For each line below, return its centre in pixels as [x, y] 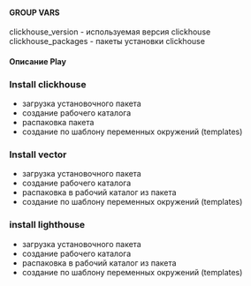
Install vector [38, 154]
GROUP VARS [34, 12]
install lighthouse [47, 225]
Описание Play [38, 61]
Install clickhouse [48, 84]
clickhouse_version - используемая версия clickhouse [110, 32]
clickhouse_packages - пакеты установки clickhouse [107, 41]
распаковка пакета [58, 123]
